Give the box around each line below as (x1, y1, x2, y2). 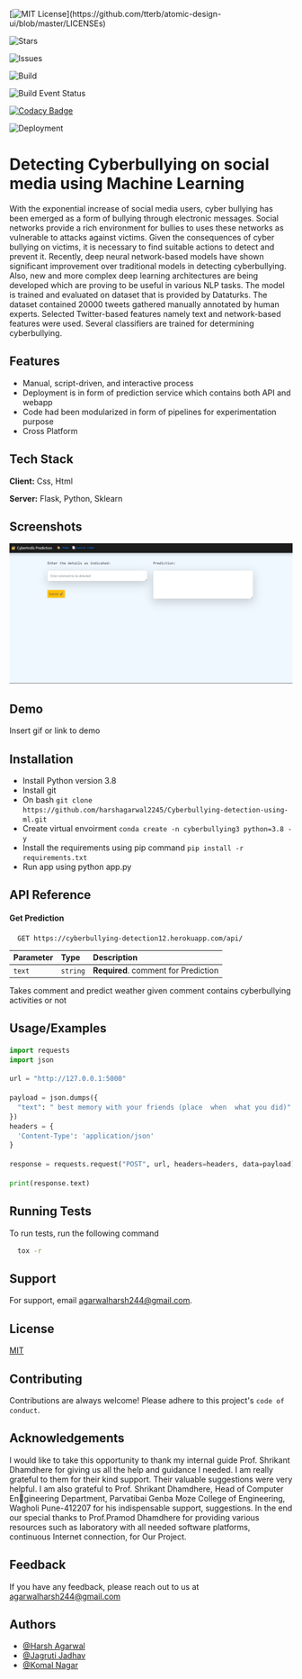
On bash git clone (22, 794, 93, 805)
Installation (9, 751, 74, 767)
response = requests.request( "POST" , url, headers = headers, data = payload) (9, 1160, 296, 1169)
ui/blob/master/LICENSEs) (9, 18, 106, 29)
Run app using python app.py (22, 861, 132, 873)
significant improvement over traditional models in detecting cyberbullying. (9, 260, 287, 271)
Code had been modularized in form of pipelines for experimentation (22, 406, 277, 417)
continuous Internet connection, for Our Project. (9, 1531, 187, 1542)
